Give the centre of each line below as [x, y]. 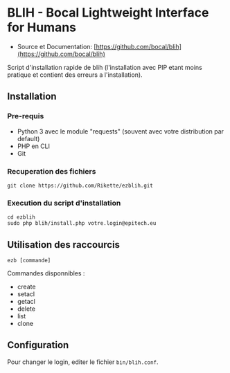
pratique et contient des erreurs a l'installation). [75, 75]
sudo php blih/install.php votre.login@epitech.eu [82, 224]
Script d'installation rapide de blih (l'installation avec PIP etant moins [105, 67]
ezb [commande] [29, 261]
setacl [26, 294]
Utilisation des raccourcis [63, 245]
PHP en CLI [34, 146]
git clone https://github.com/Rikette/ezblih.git [80, 185]
